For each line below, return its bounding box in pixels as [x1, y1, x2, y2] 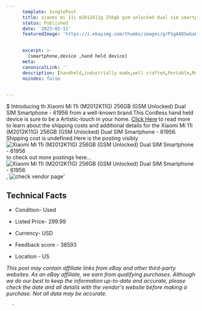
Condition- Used [14, 206, 57, 213]
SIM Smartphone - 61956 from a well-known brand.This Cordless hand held [6, 109, 194, 116]
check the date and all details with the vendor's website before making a [6, 283, 188, 291]
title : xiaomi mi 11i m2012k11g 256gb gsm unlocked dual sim [22, 14, 179, 20]
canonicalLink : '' [22, 64, 69, 70]
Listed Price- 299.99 [14, 217, 66, 225]
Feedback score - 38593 [14, 241, 77, 248]
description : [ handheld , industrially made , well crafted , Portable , [22, 70, 192, 76]
